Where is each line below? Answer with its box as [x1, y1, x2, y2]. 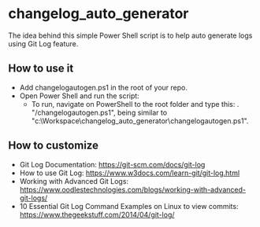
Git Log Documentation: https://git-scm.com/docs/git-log [19, 159, 206, 169]
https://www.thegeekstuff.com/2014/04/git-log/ [19, 210, 175, 219]
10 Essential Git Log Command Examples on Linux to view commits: [19, 201, 239, 211]
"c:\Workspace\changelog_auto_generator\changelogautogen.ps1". [31, 115, 249, 126]
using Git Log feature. [8, 38, 79, 48]
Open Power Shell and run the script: [19, 91, 139, 101]
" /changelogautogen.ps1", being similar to [31, 108, 168, 117]
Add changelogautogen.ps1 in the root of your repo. [19, 82, 188, 92]
